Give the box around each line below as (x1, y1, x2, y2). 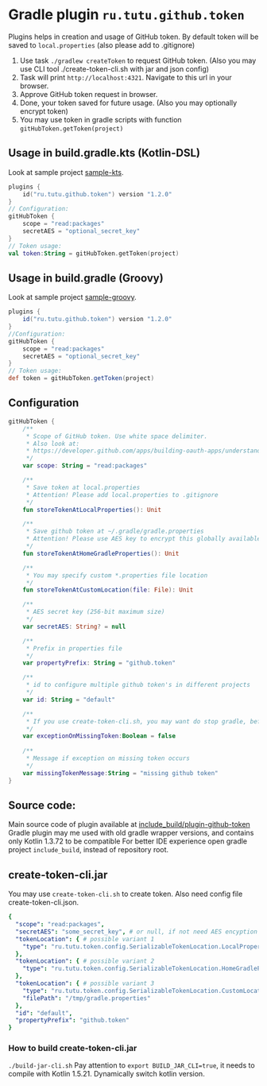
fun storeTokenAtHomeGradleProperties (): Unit (22, 549, 180, 557)
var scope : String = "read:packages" (22, 462, 148, 470)
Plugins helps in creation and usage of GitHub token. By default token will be (8, 32, 259, 41)
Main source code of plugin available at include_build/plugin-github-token (8, 820, 250, 829)
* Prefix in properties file (25, 644, 123, 653)
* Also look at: (25, 440, 80, 448)
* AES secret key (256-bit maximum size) (25, 608, 165, 616)
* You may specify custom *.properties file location (25, 571, 208, 580)
